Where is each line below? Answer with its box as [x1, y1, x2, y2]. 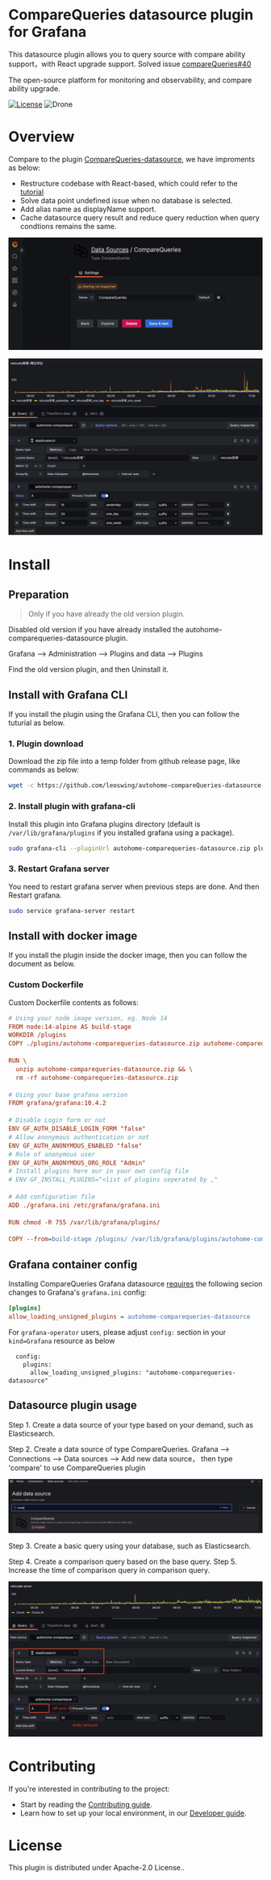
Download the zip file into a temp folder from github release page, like [8, 757, 240, 766]
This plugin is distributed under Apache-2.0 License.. [8, 1863, 186, 1873]
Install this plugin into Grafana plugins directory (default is [8, 819, 201, 828]
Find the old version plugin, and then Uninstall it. [8, 665, 169, 674]
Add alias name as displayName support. [19, 204, 157, 214]
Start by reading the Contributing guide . [19, 1799, 153, 1809]
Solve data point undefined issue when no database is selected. [19, 195, 233, 205]
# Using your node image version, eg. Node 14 [8, 1014, 168, 1022]
